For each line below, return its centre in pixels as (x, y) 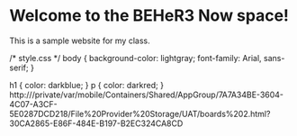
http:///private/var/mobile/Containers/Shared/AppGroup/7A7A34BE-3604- (147, 95)
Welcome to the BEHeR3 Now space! (149, 16)
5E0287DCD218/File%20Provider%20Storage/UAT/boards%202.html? (140, 113)
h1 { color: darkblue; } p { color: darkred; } (87, 85)
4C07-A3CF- (33, 104)
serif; (19, 68)
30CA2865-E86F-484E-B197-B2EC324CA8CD (96, 123)
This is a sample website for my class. (80, 41)
